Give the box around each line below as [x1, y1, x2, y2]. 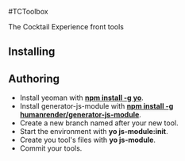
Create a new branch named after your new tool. [19, 118, 179, 128]
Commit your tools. [19, 144, 83, 153]
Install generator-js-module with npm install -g [19, 102, 174, 111]
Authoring [8, 71, 60, 86]
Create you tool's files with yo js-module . [19, 135, 156, 145]
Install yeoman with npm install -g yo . [19, 93, 145, 102]
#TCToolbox [8, 7, 49, 16]
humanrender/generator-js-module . [19, 110, 141, 120]
